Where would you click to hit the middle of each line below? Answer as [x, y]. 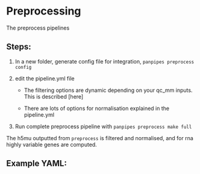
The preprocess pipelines [38, 28]
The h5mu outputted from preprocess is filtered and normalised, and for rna [100, 138]
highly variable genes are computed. [52, 144]
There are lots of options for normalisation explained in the [97, 108]
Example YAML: [37, 163]
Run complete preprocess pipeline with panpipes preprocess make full [103, 126]
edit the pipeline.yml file [45, 78]
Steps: [19, 47]
